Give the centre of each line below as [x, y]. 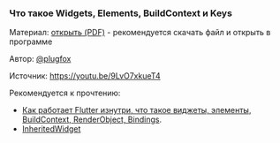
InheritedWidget [51, 129]
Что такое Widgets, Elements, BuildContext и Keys [121, 13]
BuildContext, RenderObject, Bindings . [91, 120]
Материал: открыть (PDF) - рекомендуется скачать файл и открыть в [140, 33]
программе [31, 41]
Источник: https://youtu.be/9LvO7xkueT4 [85, 76]
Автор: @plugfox [40, 59]
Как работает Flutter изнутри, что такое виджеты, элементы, [136, 110]
